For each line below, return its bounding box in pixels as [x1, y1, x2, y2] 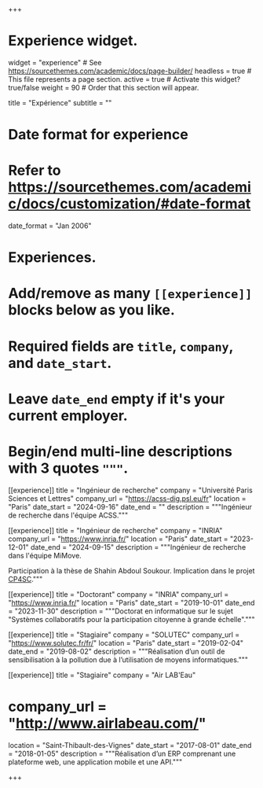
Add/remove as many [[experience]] [8, 285, 253, 303]
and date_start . [8, 354, 112, 372]
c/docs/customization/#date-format [8, 195, 251, 213]
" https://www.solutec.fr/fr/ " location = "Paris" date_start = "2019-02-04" [8, 638, 244, 647]
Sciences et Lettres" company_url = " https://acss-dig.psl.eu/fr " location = [8, 493, 247, 503]
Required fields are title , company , [8, 337, 234, 355]
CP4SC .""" [8, 574, 43, 584]
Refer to [8, 162, 61, 179]
